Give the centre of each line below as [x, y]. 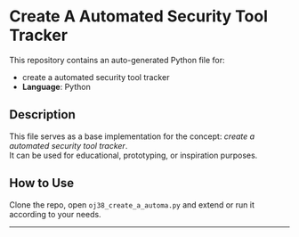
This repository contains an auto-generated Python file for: [117, 60]
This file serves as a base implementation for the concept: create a [132, 136]
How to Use [42, 183]
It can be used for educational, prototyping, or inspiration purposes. [133, 155]
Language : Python [56, 86]
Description [42, 114]
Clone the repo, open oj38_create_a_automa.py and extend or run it [132, 204]
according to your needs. [55, 214]
